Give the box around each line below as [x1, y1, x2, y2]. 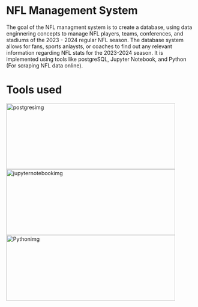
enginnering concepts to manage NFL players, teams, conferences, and [6, 29, 184, 37]
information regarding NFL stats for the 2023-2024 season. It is [6, 49, 164, 56]
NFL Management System [6, 4, 138, 17]
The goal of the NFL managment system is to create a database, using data [6, 23, 193, 31]
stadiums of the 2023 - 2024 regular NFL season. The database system [6, 36, 184, 43]
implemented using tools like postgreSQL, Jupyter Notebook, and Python [6, 55, 187, 63]
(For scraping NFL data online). [6, 61, 83, 69]
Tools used [6, 83, 62, 97]
